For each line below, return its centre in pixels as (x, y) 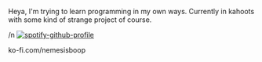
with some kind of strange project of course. (80, 20)
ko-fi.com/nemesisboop (47, 50)
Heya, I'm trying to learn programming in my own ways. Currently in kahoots (131, 11)
